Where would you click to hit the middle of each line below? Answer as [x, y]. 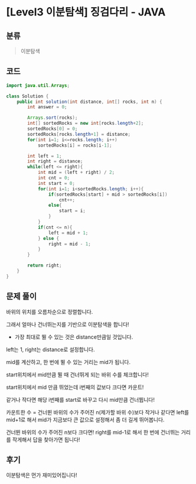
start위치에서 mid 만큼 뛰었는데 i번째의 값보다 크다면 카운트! [75, 387]
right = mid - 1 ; [70, 244]
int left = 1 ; [45, 156]
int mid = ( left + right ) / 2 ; [76, 173]
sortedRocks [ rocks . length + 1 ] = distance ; [79, 134]
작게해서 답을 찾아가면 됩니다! [46, 439]
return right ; [45, 266]
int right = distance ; [55, 161]
